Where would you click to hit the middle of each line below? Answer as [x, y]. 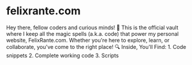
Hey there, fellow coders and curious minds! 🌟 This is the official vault [92, 27]
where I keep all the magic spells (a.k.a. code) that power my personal [93, 33]
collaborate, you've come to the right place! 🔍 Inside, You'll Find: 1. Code [96, 47]
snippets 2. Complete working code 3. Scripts [63, 55]
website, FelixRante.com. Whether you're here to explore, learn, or [88, 40]
